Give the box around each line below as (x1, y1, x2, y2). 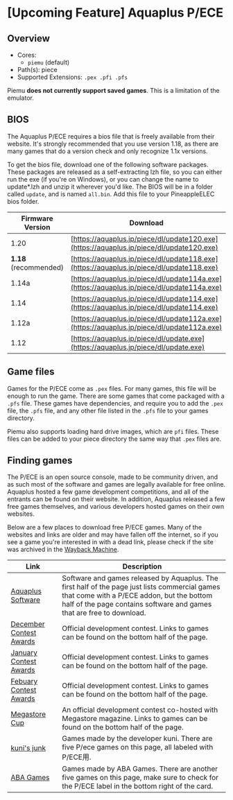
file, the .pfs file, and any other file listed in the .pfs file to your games (7, 406, 209, 415)
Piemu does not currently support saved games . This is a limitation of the (7, 87, 220, 94)
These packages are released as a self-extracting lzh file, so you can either (7, 168, 223, 176)
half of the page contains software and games (62, 600, 212, 609)
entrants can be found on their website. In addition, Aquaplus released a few (7, 495, 225, 503)
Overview (7, 33, 51, 44)
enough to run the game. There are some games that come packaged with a (7, 392, 225, 400)
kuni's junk (10, 743, 46, 753)
